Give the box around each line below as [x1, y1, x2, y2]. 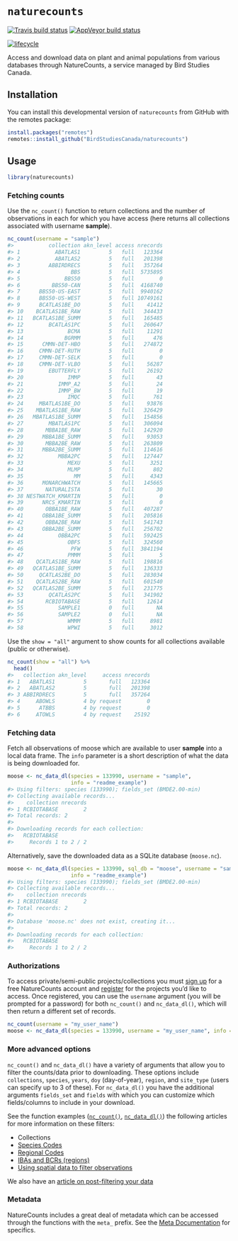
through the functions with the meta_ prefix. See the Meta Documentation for [7, 1218, 230, 1227]
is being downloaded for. [7, 759, 80, 768]
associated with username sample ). [7, 222, 112, 230]
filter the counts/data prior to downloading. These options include [7, 1068, 200, 1077]
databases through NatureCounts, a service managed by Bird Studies [7, 60, 210, 69]
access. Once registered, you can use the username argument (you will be [7, 992, 221, 1001]
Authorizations [7, 961, 60, 971]
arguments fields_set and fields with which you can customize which [7, 1090, 215, 1099]
